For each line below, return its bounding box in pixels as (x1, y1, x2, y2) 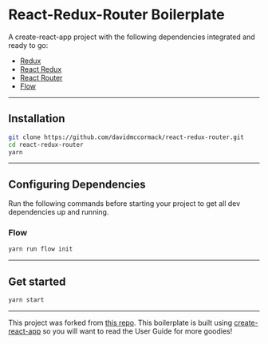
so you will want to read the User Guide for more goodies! (42, 326, 233, 336)
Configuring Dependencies (8, 177, 146, 191)
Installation (8, 112, 65, 125)
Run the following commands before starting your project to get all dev (8, 199, 241, 208)
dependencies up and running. (8, 208, 109, 217)
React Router (19, 73, 63, 82)
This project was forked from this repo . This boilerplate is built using (8, 318, 233, 328)
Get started (8, 275, 66, 288)
